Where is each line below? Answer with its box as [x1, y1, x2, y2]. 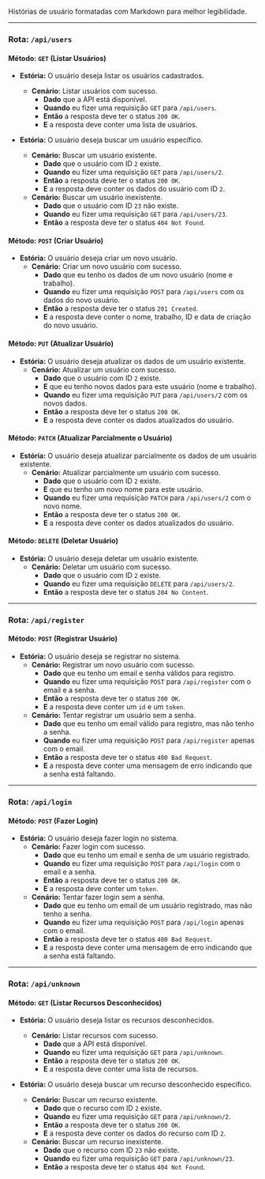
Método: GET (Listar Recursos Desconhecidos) [8, 998, 162, 1007]
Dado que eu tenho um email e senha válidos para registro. [43, 668, 236, 678]
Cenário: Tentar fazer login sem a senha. [31, 893, 166, 902]
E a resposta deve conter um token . [43, 884, 159, 894]
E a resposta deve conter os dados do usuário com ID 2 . [43, 184, 226, 194]
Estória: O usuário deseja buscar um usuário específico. [19, 135, 203, 145]
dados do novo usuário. [43, 296, 121, 305]
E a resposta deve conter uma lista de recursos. [43, 1064, 199, 1074]
